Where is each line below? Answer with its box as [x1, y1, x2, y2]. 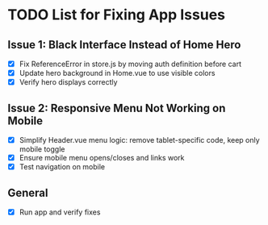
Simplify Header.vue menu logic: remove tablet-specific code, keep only [19, 135, 260, 144]
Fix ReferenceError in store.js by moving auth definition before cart [19, 59, 241, 69]
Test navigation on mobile [19, 162, 106, 172]
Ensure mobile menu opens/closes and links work [19, 153, 185, 163]
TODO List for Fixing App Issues [7, 6, 225, 24]
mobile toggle [19, 144, 65, 154]
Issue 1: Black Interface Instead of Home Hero [7, 38, 241, 52]
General [7, 185, 49, 199]
